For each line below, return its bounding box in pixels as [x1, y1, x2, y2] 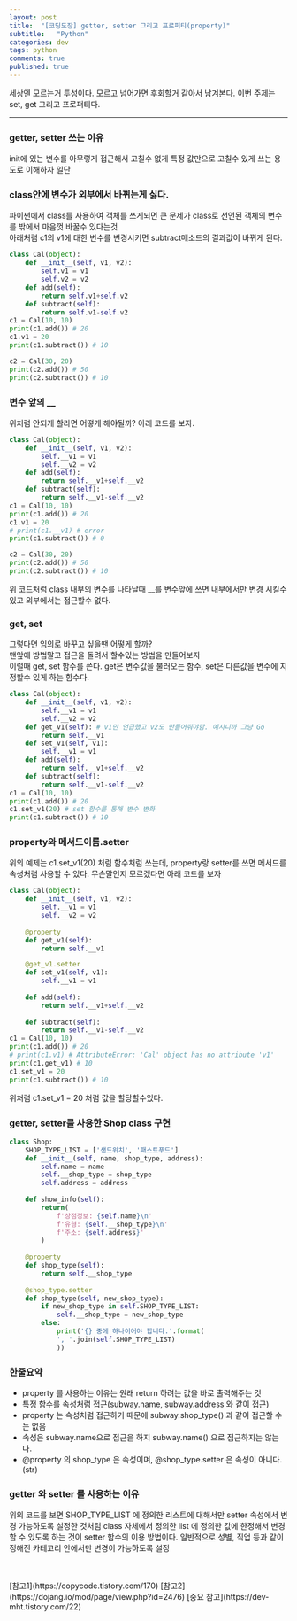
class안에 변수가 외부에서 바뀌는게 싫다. [9, 189, 170, 201]
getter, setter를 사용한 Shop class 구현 [9, 1117, 171, 1129]
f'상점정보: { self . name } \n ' [56, 1211, 153, 1221]
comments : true [9, 54, 65, 63]
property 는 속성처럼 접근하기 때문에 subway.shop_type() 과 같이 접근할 [21, 1409, 274, 1420]
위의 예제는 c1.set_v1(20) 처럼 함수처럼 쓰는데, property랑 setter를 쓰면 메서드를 [9, 857, 287, 868]
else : [41, 1319, 62, 1328]
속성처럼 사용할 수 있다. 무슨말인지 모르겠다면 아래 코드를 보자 [9, 869, 222, 880]
